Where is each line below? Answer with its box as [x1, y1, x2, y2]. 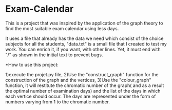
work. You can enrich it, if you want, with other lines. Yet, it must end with [5, 46, 161, 52]
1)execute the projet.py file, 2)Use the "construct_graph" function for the [5, 71, 159, 77]
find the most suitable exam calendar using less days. [5, 25, 119, 31]
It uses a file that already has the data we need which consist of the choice [5, 35, 164, 41]
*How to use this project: [5, 61, 59, 68]
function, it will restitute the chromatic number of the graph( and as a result [5, 82, 164, 89]
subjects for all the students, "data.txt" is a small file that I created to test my [5, 40, 167, 47]
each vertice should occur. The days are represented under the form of [5, 93, 156, 99]
